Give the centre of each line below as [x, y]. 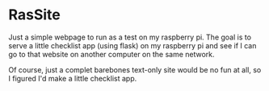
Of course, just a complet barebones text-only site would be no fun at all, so [135, 69]
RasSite [34, 15]
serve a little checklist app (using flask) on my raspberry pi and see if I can [132, 45]
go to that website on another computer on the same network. [112, 54]
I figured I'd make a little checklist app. [73, 78]
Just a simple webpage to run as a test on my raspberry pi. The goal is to [130, 37]
